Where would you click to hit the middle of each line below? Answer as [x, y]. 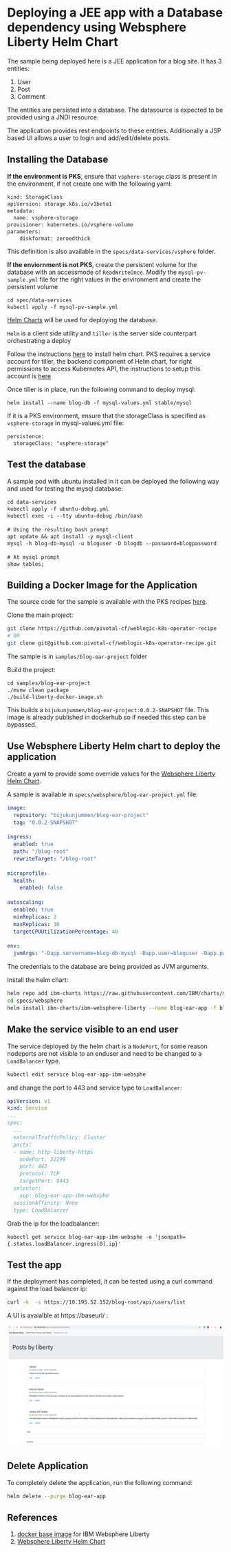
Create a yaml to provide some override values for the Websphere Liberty [111, 774]
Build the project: [31, 670]
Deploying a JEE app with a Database [115, 13]
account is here [29, 376]
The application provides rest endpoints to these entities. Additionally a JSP [114, 130]
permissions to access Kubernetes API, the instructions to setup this [104, 369]
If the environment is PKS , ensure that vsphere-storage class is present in [112, 176]
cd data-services [32, 502]
